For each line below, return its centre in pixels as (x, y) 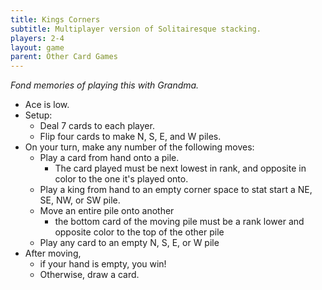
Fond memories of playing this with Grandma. (105, 85)
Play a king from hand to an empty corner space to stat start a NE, (176, 190)
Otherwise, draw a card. (89, 275)
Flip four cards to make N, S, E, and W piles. (130, 137)
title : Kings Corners (55, 19)
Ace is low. (47, 105)
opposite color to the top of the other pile (139, 232)
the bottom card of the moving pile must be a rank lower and (179, 222)
